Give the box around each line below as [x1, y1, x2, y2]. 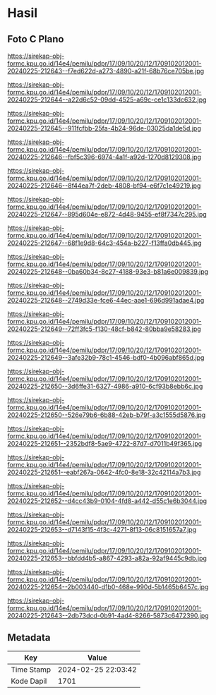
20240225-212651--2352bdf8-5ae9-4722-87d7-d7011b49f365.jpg [7, 440, 203, 447]
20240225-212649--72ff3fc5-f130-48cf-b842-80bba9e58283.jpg [7, 325, 201, 333]
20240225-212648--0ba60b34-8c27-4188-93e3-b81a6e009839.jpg [7, 267, 209, 276]
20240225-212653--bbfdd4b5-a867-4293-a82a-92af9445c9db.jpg [7, 554, 207, 562]
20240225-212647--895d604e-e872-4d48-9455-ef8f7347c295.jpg [7, 210, 207, 218]
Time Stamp [11, 665, 52, 675]
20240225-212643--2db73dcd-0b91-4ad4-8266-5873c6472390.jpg [7, 612, 210, 620]
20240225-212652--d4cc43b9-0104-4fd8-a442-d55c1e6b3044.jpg [7, 497, 207, 505]
